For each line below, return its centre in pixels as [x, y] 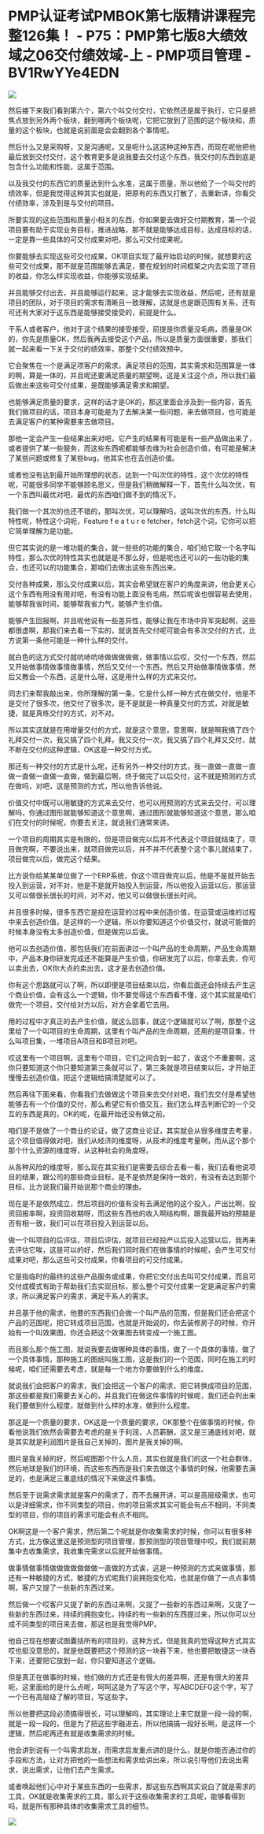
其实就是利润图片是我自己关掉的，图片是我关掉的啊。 [101, 1442]
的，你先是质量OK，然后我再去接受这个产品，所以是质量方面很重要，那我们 [130, 339]
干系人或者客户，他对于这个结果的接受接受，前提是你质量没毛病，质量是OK [130, 329]
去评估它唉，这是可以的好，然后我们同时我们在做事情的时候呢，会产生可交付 [132, 1249]
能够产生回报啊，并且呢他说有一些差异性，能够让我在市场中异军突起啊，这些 [132, 620]
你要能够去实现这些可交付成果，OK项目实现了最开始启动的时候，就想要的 [127, 256]
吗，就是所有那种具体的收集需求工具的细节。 [81, 1806]
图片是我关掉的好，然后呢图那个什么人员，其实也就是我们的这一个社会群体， [132, 1458]
